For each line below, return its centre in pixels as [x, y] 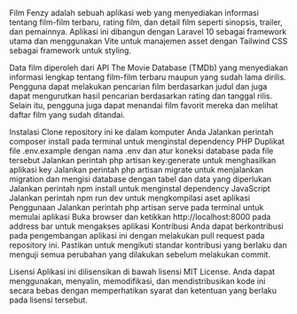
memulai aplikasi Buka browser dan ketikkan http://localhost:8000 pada [140, 217]
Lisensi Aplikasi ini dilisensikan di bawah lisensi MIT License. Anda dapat [142, 271]
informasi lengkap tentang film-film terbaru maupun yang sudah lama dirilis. [148, 77]
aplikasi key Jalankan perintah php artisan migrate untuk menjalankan [137, 169]
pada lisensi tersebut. [49, 300]
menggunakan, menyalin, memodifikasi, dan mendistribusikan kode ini [137, 281]
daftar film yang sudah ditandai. [67, 115]
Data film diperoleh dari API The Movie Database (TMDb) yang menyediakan [148, 67]
